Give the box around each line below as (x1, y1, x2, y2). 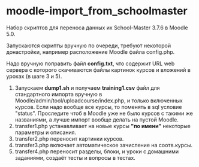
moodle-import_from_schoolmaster (6, 4, 188, 18)
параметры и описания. (14, 129, 77, 136)
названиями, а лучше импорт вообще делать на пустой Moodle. (14, 116, 179, 123)
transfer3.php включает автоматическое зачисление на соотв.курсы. (14, 141, 193, 148)
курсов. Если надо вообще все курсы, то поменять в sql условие (14, 103, 182, 110)
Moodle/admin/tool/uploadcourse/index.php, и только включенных (14, 97, 183, 104)
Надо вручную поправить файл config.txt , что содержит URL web (6, 60, 175, 67)
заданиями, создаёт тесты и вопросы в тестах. (14, 154, 136, 161)
